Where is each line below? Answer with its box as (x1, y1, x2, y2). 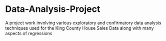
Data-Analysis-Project (5, 3, 100, 15)
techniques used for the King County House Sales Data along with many (5, 25, 154, 31)
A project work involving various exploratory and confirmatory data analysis (5, 20, 161, 26)
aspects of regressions (5, 30, 52, 36)
